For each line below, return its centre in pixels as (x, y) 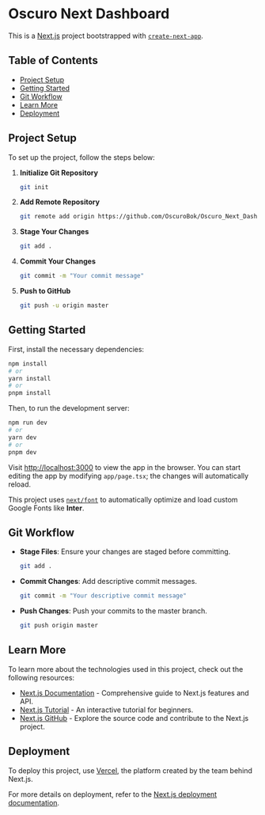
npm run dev (28, 423)
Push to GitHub (45, 291)
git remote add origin (57, 217)
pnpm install (30, 393)
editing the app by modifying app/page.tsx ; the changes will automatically (129, 476)
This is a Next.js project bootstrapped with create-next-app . (106, 36)
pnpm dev (23, 452)
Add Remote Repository (60, 202)
